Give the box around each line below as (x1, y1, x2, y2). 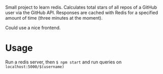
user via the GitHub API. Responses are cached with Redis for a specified (5, 10, 158, 16)
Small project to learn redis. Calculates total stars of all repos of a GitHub (5, 5, 157, 10)
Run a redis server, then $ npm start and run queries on (5, 59, 122, 65)
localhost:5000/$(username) (5, 64, 65, 69)
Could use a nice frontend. (5, 25, 61, 31)
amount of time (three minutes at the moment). (5, 15, 103, 21)
